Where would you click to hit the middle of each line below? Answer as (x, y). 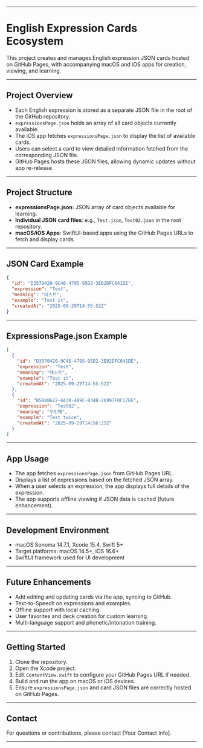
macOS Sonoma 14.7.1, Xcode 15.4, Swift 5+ (69, 544)
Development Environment (58, 530)
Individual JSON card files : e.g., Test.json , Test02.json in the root (98, 220)
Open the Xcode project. (46, 668)
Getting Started (36, 647)
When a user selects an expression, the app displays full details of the (102, 486)
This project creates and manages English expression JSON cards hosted (98, 57)
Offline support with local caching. (58, 610)
